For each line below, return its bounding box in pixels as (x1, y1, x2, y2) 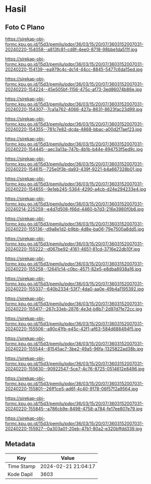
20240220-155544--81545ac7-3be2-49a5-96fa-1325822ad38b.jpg (5, 346, 144, 352)
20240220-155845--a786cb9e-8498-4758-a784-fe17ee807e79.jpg (5, 406, 143, 411)
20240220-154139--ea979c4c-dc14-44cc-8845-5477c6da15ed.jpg (5, 66, 143, 72)
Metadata (5, 440, 35, 448)
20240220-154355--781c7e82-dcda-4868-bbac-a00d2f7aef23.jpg (5, 126, 142, 132)
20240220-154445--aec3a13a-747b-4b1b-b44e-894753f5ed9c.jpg (5, 146, 143, 152)
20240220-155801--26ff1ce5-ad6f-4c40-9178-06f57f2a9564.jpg (5, 386, 138, 392)
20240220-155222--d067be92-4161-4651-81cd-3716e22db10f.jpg (5, 246, 140, 252)
